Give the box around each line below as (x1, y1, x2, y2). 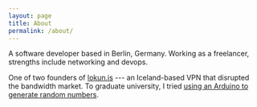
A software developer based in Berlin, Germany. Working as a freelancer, (8, 49, 250, 59)
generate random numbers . (8, 90, 99, 100)
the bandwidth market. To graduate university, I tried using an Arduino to (8, 81, 249, 91)
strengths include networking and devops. (8, 57, 149, 67)
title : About (8, 19, 52, 27)
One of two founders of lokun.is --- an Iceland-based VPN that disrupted (8, 73, 250, 83)
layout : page (8, 11, 52, 20)
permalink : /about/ (8, 27, 74, 35)
